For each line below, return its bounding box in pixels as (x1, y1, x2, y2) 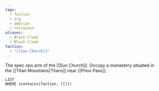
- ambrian (9, 21, 30, 26)
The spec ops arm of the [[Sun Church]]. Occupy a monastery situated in (5, 62, 155, 68)
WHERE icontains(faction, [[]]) (5, 81, 72, 87)
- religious (9, 26, 35, 31)
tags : (5, 7, 16, 12)
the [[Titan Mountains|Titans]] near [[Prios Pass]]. (5, 67, 107, 73)
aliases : (5, 30, 23, 35)
